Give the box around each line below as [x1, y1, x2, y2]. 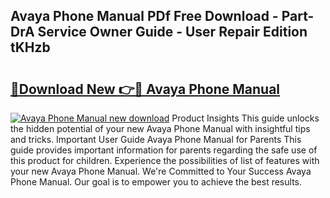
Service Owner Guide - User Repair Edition [37, 24, 308, 41]
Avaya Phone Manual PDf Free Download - [10, 8, 279, 25]
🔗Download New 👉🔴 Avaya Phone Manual [10, 80, 281, 98]
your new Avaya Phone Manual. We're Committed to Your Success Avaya [10, 165, 312, 177]
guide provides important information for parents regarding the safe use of [10, 144, 318, 156]
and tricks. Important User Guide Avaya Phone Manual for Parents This [10, 134, 302, 145]
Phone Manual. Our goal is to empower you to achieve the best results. [10, 176, 302, 188]
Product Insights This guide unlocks [171, 112, 320, 124]
